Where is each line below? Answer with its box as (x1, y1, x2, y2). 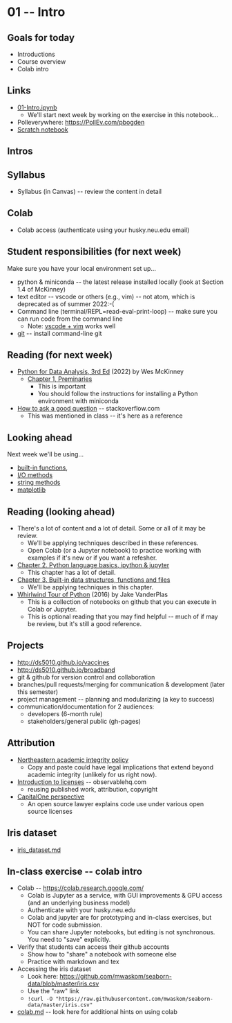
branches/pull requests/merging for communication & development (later (17, 680, 225, 688)
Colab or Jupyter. (27, 605, 77, 614)
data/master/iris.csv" (27, 1002, 93, 1008)
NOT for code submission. (27, 920, 102, 929)
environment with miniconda (37, 397, 119, 405)
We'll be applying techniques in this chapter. (27, 583, 154, 591)
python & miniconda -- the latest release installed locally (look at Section (17, 278, 224, 286)
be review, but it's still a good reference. (27, 620, 142, 628)
